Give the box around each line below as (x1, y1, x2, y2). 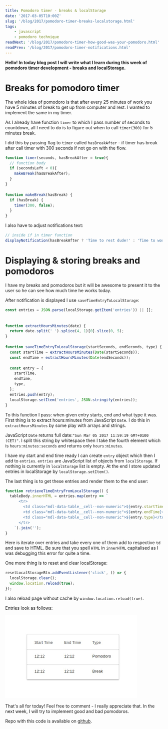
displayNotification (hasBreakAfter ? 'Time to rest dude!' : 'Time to (5, 238, 155, 243)
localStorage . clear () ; (9, 576, 57, 581)
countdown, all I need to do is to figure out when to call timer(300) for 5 (5, 124, 153, 130)
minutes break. (5, 130, 36, 136)
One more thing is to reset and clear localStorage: (5, 560, 107, 566)
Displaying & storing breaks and (5, 255, 140, 267)
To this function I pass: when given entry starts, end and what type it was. (5, 411, 157, 418)
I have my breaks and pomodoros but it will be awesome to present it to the (5, 282, 160, 288)
